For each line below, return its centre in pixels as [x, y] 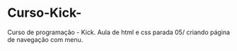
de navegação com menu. [45, 39]
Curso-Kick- [45, 13]
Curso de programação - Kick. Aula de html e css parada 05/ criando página [119, 32]
